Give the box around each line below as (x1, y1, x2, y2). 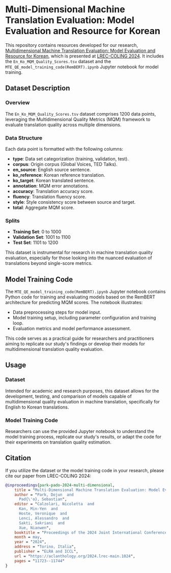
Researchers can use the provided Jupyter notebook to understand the (5, 428, 154, 434)
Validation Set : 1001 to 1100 (12, 234, 71, 240)
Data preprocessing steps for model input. (12, 309, 102, 315)
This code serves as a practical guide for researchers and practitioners (5, 335, 154, 342)
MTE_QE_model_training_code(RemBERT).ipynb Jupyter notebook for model (5, 64, 159, 70)
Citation (5, 454, 32, 462)
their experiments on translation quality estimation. (5, 439, 112, 445)
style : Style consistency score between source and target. (12, 199, 136, 205)
